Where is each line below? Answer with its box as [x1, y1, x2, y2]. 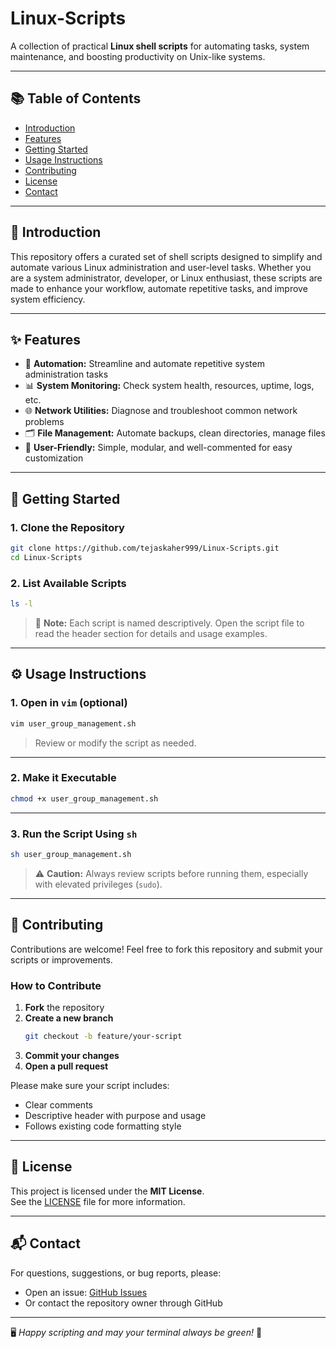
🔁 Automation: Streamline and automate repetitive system [24, 358, 265, 370]
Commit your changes [24, 1049, 120, 1061]
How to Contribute [10, 978, 102, 992]
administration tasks [24, 368, 109, 381]
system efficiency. [10, 293, 86, 305]
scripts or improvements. [10, 953, 113, 966]
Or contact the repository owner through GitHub [24, 1297, 223, 1309]
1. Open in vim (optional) [10, 696, 128, 710]
